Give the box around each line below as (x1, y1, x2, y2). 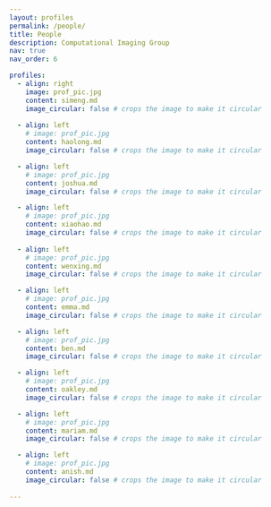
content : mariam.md (25, 426, 98, 435)
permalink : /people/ (9, 21, 87, 30)
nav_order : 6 (9, 55, 58, 64)
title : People (9, 30, 63, 39)
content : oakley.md (25, 385, 98, 394)
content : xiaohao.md (25, 220, 102, 229)
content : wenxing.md (25, 262, 102, 271)
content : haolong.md (25, 138, 102, 147)
